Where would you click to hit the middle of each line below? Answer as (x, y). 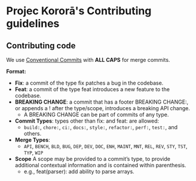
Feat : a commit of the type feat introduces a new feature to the (92, 89)
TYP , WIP (33, 152)
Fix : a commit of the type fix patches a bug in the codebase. (89, 83)
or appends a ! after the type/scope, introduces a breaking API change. (102, 108)
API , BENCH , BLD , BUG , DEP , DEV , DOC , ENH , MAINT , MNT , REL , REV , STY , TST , (105, 146)
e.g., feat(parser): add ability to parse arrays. (79, 171)
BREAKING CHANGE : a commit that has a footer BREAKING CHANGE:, (102, 102)
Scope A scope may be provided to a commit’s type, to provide (92, 159)
